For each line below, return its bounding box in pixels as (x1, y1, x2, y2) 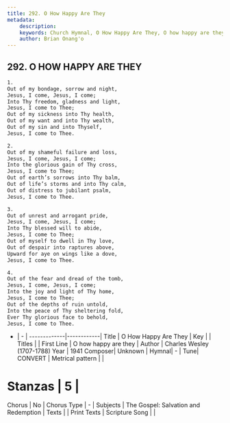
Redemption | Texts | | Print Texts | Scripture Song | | (7, 409, 156, 417)
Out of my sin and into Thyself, (7, 124, 103, 131)
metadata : (7, 16, 36, 23)
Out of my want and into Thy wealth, (7, 117, 115, 124)
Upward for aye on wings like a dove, (7, 250, 118, 257)
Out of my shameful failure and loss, (7, 149, 118, 156)
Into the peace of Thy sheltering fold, (7, 307, 125, 314)
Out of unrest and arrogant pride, (7, 212, 109, 219)
